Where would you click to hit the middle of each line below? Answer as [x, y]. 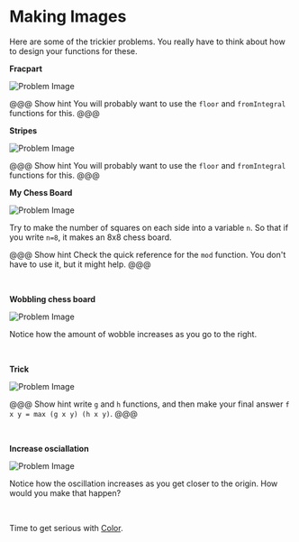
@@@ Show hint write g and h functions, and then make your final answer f [149, 404]
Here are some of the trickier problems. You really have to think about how [147, 41]
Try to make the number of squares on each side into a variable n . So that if [149, 227]
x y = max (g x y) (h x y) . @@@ [73, 413]
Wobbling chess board [53, 299]
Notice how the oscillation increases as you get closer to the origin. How [144, 483]
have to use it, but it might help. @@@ [80, 264]
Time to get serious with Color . [66, 528]
